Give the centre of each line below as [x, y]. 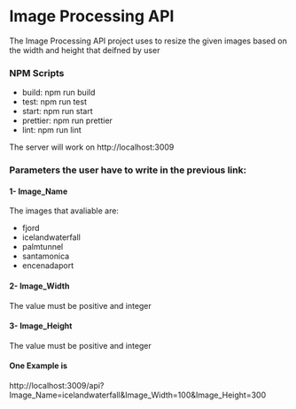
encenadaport [47, 266]
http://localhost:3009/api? [57, 385]
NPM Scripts [37, 73]
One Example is [39, 366]
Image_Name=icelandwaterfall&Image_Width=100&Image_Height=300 [138, 395]
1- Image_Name [39, 191]
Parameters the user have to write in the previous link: [128, 170]
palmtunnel [43, 247]
